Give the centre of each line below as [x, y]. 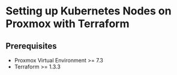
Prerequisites [31, 46]
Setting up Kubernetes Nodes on [88, 11]
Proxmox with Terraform [67, 24]
